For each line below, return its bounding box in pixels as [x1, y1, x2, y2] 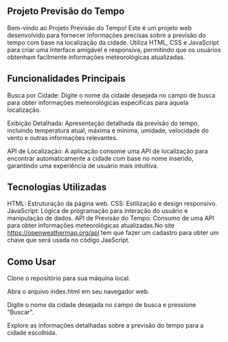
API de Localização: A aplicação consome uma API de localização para [7, 147, 208, 155]
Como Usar [7, 255, 56, 267]
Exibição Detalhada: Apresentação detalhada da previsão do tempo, [7, 119, 200, 127]
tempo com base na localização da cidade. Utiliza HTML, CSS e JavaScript [7, 38, 220, 47]
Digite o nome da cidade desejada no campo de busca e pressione [7, 301, 196, 309]
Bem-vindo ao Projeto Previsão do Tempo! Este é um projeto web [7, 23, 192, 32]
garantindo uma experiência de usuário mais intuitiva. [7, 161, 159, 170]
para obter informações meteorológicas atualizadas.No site [7, 221, 175, 229]
